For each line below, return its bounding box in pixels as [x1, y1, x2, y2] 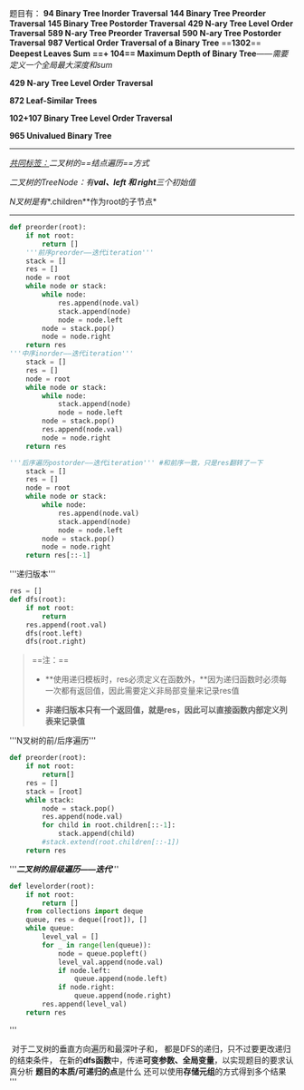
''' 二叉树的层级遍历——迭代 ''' [9, 863, 119, 874]
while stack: [25, 795, 75, 804]
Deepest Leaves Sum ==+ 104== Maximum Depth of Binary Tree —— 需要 [9, 48, 289, 59]
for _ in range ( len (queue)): [42, 940, 152, 949]
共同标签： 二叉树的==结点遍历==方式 [9, 158, 150, 168]
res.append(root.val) [25, 620, 107, 629]
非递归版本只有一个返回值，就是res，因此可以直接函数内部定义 [44, 705, 280, 715]
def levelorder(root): [9, 881, 95, 890]
